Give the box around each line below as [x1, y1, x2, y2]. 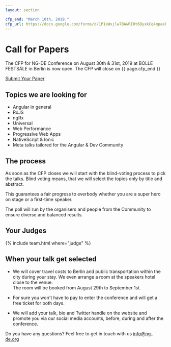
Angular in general [12, 104, 52, 110]
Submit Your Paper [5, 76, 45, 82]
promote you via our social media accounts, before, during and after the [12, 315, 164, 321]
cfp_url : [5, 21, 24, 27]
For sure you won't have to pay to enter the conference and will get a [12, 294, 158, 301]
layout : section [5, 7, 40, 13]
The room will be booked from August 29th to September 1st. [12, 284, 141, 291]
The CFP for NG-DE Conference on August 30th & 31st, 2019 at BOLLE [5, 60, 153, 66]
